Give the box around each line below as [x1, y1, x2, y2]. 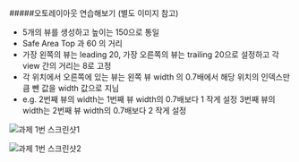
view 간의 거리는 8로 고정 [21, 61, 112, 71]
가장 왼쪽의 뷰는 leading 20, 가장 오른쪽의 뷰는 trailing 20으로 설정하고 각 [21, 49, 279, 60]
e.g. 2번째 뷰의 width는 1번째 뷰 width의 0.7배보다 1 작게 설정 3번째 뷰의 [21, 94, 276, 105]
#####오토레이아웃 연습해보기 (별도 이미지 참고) [9, 8, 179, 18]
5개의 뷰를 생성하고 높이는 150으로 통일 [21, 27, 159, 38]
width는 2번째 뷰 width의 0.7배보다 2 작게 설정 [21, 106, 187, 115]
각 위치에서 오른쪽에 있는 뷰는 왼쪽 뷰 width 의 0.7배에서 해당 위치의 [21, 72, 260, 82]
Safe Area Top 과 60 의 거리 [21, 38, 124, 48]
